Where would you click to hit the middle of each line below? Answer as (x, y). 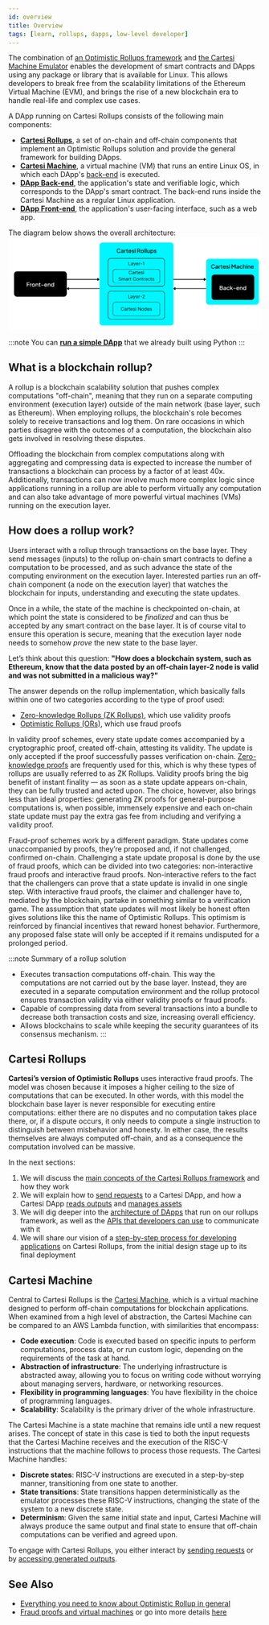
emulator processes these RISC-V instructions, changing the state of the (140, 1500)
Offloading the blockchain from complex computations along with (116, 454)
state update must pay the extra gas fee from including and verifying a (125, 816)
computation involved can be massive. (72, 1147)
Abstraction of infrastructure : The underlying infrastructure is (123, 1367)
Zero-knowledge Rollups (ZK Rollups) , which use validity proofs (125, 715)
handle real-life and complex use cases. (74, 101)
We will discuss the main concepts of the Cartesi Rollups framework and (140, 1178)
